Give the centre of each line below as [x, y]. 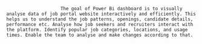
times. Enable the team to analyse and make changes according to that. [100, 35]
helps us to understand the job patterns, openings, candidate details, [100, 19]
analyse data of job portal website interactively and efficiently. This [101, 14]
